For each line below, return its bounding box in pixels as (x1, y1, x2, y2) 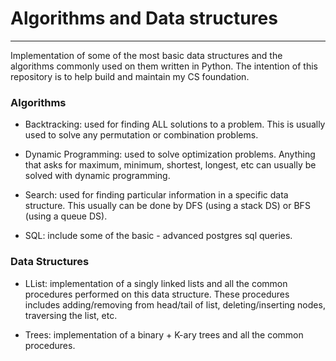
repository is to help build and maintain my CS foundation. (10, 70, 250, 82)
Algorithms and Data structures (10, 7, 278, 30)
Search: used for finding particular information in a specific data (24, 189, 289, 201)
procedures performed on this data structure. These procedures (24, 288, 290, 300)
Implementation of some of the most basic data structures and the (10, 49, 283, 61)
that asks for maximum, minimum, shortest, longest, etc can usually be (24, 159, 317, 171)
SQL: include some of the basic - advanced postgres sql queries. (24, 230, 293, 242)
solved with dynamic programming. (24, 170, 171, 182)
